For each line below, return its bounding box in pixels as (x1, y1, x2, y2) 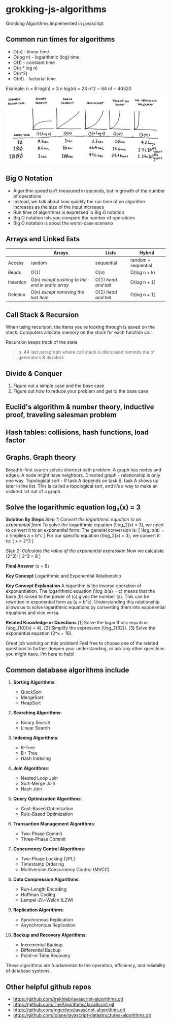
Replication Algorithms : (13, 907, 64, 913)
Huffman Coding (20, 891, 55, 898)
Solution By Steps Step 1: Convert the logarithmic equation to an (6, 517, 142, 523)
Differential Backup (20, 947, 61, 953)
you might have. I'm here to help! (6, 651, 75, 657)
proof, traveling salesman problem (6, 410, 117, 420)
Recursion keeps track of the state (6, 339, 78, 345)
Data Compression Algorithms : (13, 876, 80, 882)
